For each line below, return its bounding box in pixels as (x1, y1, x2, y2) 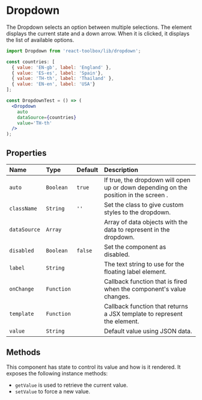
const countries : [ (6, 58, 55, 65)
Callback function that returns (104, 302, 188, 310)
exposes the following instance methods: (6, 369, 108, 377)
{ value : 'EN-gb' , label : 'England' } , (11, 64, 112, 70)
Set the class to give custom (104, 201, 184, 209)
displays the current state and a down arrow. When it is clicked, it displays (6, 29, 190, 37)
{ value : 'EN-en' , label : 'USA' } (11, 81, 96, 87)
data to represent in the (104, 226, 170, 233)
